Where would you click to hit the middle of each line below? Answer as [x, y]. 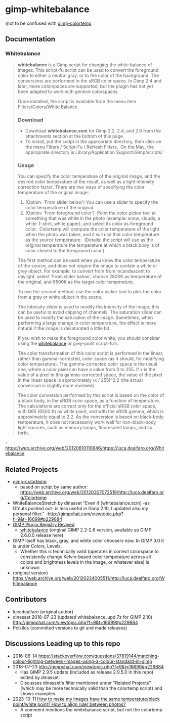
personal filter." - [30, 514]
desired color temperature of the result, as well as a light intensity [86, 182]
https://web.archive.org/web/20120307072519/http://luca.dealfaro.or [92, 492]
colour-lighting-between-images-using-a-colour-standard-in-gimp [82, 661]
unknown [30, 568]
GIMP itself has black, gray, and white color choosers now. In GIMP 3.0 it [88, 541]
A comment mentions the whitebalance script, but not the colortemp [91, 709]
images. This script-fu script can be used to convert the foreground [88, 70]
